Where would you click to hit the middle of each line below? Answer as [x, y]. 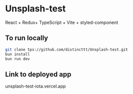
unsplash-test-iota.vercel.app [36, 86]
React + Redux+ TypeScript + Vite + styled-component [62, 22]
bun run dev [17, 59]
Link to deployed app [38, 74]
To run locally [27, 38]
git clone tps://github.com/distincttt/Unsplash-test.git [66, 49]
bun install [17, 54]
